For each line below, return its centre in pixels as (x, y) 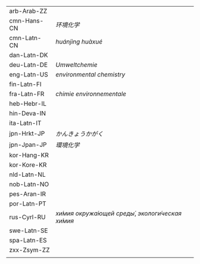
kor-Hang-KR (29, 155)
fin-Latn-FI (25, 84)
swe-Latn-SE (29, 231)
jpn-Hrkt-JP (27, 133)
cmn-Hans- (26, 21)
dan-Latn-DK (29, 55)
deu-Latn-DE (29, 65)
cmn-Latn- (25, 38)
